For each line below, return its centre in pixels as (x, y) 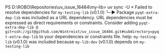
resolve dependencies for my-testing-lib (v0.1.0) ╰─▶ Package (70, 12)
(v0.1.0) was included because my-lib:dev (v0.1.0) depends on (76, 42)
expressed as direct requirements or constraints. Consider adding (72, 23)
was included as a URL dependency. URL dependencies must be (87, 17)
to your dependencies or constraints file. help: (86, 37)
